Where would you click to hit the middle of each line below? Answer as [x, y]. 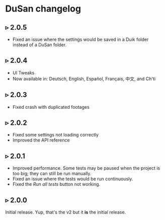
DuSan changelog [43, 9]
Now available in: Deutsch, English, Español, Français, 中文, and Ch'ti [84, 79]
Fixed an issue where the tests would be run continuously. [73, 179]
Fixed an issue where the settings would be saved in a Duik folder [80, 39]
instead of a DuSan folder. [39, 45]
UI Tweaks [23, 72]
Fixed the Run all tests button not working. [56, 184]
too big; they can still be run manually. [52, 174]
